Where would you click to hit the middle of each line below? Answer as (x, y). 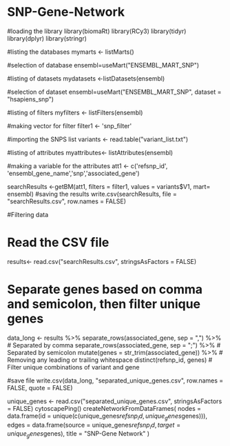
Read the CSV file (58, 243)
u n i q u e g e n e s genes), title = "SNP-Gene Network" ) (79, 435)
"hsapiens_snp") (30, 99)
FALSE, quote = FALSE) (40, 387)
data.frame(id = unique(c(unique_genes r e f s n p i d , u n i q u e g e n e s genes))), (107, 416)
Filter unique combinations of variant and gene (73, 367)
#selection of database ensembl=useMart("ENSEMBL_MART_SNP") (103, 65)
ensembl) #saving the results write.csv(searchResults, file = (92, 194)
